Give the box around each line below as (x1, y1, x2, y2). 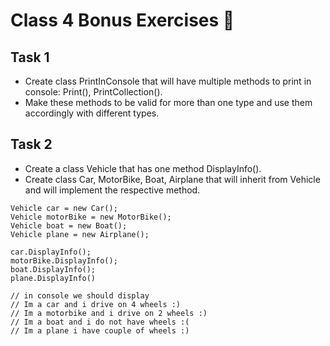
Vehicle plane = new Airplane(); (10, 229, 150, 239)
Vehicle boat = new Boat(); (10, 220, 128, 231)
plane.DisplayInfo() (10, 273, 97, 283)
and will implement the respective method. (24, 184, 201, 196)
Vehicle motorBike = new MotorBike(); (10, 212, 172, 222)
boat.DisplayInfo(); (10, 264, 97, 274)
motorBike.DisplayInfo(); (10, 255, 118, 266)
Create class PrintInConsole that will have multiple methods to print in (24, 75, 312, 87)
